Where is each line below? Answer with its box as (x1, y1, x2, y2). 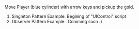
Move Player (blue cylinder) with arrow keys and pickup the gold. (4, 4, 134, 10)
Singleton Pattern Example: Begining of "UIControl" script (11, 14, 126, 19)
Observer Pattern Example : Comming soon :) (11, 19, 102, 24)
